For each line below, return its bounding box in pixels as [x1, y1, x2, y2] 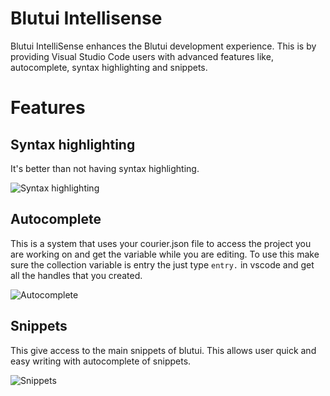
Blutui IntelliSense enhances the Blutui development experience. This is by [10, 40, 317, 52]
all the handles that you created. [10, 269, 143, 281]
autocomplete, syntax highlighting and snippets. [10, 61, 208, 73]
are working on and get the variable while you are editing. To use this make [10, 248, 320, 260]
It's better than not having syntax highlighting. [10, 162, 200, 174]
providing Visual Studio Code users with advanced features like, [10, 50, 274, 62]
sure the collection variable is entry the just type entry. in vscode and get [10, 258, 315, 271]
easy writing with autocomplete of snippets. [10, 355, 192, 367]
